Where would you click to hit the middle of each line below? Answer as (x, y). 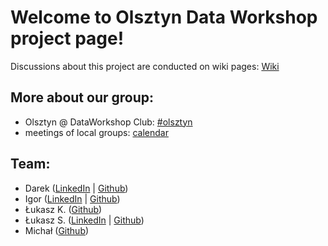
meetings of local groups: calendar (96, 132)
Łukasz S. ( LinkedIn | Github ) (84, 220)
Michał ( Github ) (57, 230)
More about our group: (82, 97)
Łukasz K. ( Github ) (63, 209)
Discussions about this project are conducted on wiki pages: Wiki (145, 66)
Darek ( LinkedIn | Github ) (76, 188)
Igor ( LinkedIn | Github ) (72, 198)
